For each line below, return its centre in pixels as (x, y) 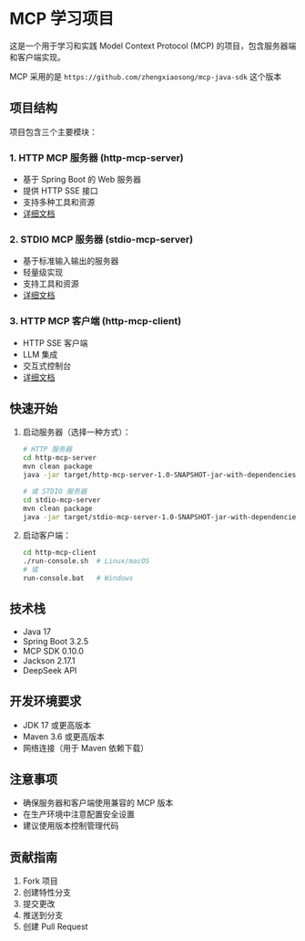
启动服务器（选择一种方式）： (76, 432)
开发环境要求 (46, 701)
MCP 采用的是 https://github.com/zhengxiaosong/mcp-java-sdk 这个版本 (146, 76)
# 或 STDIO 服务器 (55, 491)
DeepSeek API (50, 670)
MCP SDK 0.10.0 (53, 651)
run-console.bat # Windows (78, 579)
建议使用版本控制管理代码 (71, 826)
